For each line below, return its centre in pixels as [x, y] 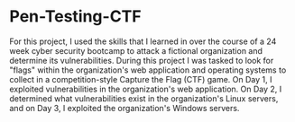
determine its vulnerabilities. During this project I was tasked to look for [142, 60]
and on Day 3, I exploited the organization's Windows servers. [124, 108]
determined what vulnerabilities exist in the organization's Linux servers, [144, 98]
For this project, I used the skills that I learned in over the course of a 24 [143, 41]
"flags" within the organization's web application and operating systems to [148, 70]
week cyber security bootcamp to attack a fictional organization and [136, 50]
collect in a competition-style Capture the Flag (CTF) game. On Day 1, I [141, 79]
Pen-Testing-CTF [75, 17]
